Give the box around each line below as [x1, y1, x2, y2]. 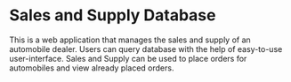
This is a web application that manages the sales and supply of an [9, 34, 251, 45]
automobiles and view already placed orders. [9, 63, 174, 73]
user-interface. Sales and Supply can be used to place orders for [9, 53, 247, 63]
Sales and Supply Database [9, 5, 216, 26]
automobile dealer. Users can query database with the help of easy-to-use [9, 43, 283, 54]
